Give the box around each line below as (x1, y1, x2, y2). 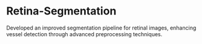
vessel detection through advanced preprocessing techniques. (6, 30, 163, 37)
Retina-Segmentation (6, 4, 117, 18)
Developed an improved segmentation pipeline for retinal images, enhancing (6, 24, 197, 31)
